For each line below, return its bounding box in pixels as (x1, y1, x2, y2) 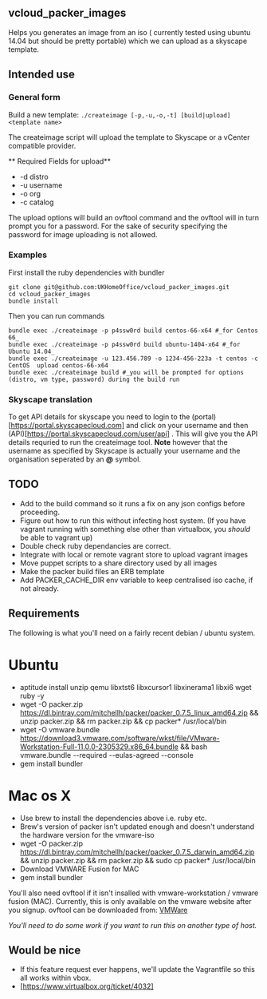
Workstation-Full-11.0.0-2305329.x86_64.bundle (19, 742, 179, 751)
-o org (19, 188, 41, 198)
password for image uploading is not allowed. (8, 229, 158, 239)
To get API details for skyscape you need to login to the (8, 412, 190, 422)
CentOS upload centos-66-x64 (8, 361, 109, 370)
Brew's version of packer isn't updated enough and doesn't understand (19, 822, 255, 831)
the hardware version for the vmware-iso (19, 830, 155, 839)
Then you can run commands (8, 311, 105, 320)
